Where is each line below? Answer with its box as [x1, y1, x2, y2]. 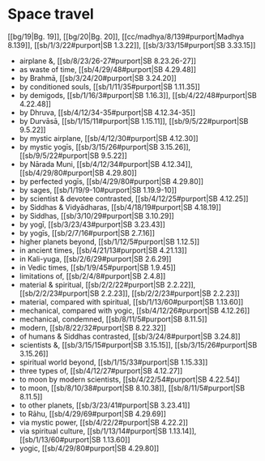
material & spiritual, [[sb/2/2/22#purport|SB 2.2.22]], [19, 280, 196, 289]
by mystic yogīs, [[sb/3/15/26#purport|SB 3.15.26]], [19, 142, 191, 152]
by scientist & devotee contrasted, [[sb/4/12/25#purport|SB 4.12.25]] [19, 194, 249, 203]
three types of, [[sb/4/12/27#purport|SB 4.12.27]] [19, 365, 183, 375]
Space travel [7, 5, 94, 23]
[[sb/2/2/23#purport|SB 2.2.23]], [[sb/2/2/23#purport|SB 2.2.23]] [19, 288, 240, 298]
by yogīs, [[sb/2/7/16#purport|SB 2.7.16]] [19, 228, 156, 237]
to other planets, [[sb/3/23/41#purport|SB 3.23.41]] [19, 400, 190, 410]
